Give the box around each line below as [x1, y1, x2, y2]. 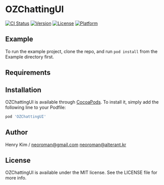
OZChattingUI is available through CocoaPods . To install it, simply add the [5, 99, 159, 105]
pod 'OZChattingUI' [5, 114, 47, 119]
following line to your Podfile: [5, 104, 66, 110]
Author [5, 128, 28, 137]
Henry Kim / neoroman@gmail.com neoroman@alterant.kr [5, 142, 127, 148]
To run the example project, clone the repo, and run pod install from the [5, 48, 158, 54]
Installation [5, 85, 42, 94]
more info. [5, 175, 27, 181]
